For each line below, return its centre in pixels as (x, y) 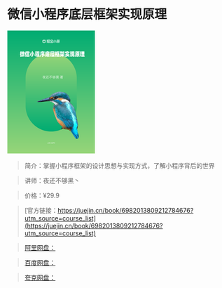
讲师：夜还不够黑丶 (52, 181)
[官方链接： (41, 210)
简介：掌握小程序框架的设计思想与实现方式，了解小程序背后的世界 (119, 165)
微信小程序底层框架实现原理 (87, 14)
